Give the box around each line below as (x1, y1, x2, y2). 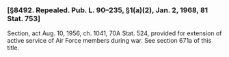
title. (7, 43, 20, 52)
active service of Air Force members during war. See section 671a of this (7, 37, 212, 45)
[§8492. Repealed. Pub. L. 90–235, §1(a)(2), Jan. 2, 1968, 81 (7, 5, 208, 15)
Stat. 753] (7, 14, 41, 23)
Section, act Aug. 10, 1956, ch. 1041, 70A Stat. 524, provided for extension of (7, 29, 222, 37)
